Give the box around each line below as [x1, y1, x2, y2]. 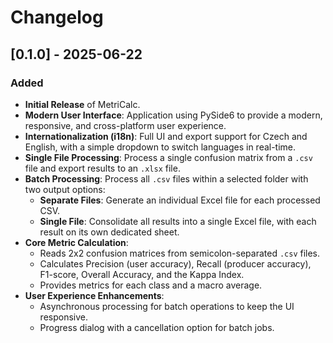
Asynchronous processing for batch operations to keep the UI [39, 300, 295, 312]
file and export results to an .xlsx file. [24, 162, 181, 174]
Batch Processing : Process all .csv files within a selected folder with [24, 172, 309, 185]
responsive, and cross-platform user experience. [24, 119, 227, 131]
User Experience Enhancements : [24, 289, 165, 301]
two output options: [24, 183, 106, 195]
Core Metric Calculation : [24, 236, 129, 248]
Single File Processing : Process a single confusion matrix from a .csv [24, 151, 313, 163]
